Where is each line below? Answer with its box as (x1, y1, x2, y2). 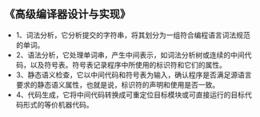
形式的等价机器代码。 (22, 99, 94, 109)
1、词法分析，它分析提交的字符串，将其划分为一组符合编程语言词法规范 (15, 30, 250, 40)
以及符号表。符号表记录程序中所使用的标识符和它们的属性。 (30, 60, 226, 69)
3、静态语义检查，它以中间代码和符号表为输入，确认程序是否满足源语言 (15, 70, 252, 80)
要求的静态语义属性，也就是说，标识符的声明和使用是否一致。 (15, 80, 220, 89)
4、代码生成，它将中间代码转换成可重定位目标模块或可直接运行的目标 (15, 90, 246, 99)
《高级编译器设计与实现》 (4, 7, 130, 21)
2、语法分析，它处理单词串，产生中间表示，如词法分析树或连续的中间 (15, 50, 246, 60)
